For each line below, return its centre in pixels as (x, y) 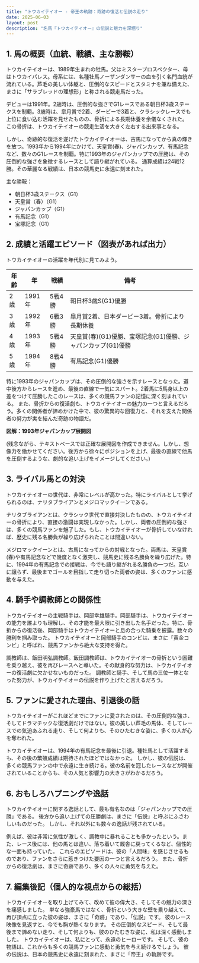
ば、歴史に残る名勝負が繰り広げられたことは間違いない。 (76, 537)
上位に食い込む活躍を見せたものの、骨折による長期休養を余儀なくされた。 (97, 119)
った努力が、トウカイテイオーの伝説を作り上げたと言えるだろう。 (86, 680)
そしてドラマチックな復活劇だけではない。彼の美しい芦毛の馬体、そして (94, 723)
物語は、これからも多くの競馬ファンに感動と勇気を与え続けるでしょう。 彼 (98, 946)
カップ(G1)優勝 (110, 345)
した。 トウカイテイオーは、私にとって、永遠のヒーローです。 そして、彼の (97, 939)
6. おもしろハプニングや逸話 (57, 793)
